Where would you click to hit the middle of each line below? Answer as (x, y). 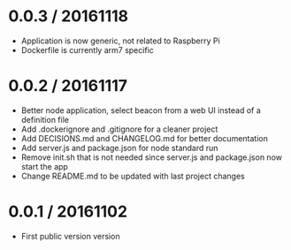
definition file (45, 119)
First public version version (70, 236)
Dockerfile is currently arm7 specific (87, 49)
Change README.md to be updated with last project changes (133, 176)
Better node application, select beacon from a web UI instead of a (141, 110)
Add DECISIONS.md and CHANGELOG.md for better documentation (145, 138)
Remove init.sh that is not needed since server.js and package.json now (151, 157)
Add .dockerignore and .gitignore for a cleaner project (119, 129)
